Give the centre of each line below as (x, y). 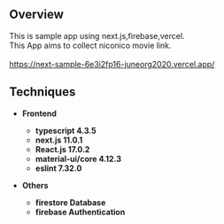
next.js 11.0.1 (59, 140)
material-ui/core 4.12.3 (78, 158)
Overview (37, 15)
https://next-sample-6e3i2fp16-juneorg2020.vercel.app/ (112, 64)
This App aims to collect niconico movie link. (90, 45)
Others (35, 185)
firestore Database (70, 202)
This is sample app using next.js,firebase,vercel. (97, 35)
